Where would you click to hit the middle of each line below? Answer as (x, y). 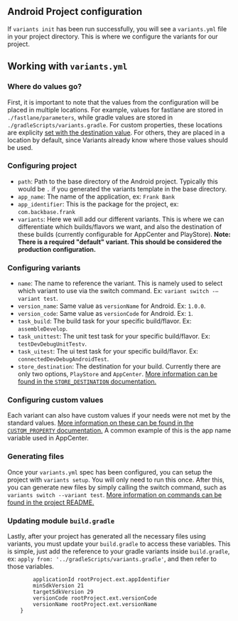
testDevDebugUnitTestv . (52, 344)
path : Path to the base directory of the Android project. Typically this (118, 181)
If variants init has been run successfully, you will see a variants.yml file (117, 28)
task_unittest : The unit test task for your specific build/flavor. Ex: (114, 336)
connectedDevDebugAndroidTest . (63, 359)
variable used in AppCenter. (48, 438)
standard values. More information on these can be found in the (101, 423)
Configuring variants (44, 267)
